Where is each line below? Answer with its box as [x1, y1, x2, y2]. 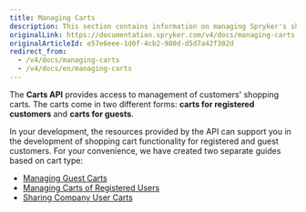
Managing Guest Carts [22, 172, 107, 183]
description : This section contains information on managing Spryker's [9, 22, 287, 31]
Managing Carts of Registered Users [22, 182, 160, 193]
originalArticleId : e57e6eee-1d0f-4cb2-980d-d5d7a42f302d [9, 38, 234, 48]
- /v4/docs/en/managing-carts [17, 65, 132, 74]
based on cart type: [9, 155, 84, 166]
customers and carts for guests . [9, 108, 134, 119]
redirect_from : [9, 47, 67, 56]
